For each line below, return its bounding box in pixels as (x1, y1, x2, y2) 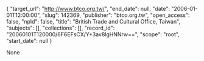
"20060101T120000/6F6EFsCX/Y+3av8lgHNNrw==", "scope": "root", (6, 31, 180, 38)
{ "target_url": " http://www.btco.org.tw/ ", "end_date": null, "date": (6, 5, 171, 12)
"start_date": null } (6, 37, 52, 44)
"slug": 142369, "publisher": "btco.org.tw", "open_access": (42, 11, 190, 19)
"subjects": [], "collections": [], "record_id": (6, 24, 115, 31)
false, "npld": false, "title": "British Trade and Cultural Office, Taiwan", (6, 18, 181, 25)
